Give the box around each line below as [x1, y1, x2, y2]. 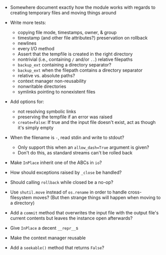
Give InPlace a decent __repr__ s [10, 225, 79, 231]
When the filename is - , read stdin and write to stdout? [10, 135, 124, 140]
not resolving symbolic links [17, 109, 76, 114]
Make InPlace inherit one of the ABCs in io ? [10, 160, 102, 166]
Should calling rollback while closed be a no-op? [10, 179, 113, 185]
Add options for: [10, 99, 44, 105]
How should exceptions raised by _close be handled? [10, 170, 122, 175]
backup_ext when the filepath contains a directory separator [17, 67, 143, 73]
